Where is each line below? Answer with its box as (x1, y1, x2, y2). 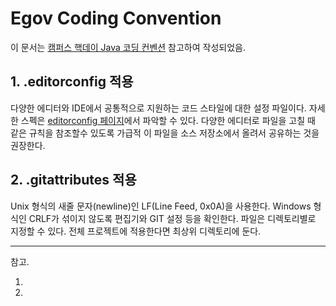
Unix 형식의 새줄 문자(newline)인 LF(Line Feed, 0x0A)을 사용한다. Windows (10, 200, 312, 212)
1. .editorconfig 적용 (10, 73, 134, 91)
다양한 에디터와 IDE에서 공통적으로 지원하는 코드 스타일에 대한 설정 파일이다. (10, 102, 307, 114)
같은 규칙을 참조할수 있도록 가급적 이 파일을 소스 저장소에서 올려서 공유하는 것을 (10, 127, 320, 139)
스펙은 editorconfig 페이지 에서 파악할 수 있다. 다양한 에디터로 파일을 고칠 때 (20, 114, 316, 126)
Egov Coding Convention (10, 7, 222, 30)
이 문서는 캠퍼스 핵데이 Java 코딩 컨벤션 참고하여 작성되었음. (10, 41, 246, 53)
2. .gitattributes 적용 (10, 172, 137, 189)
